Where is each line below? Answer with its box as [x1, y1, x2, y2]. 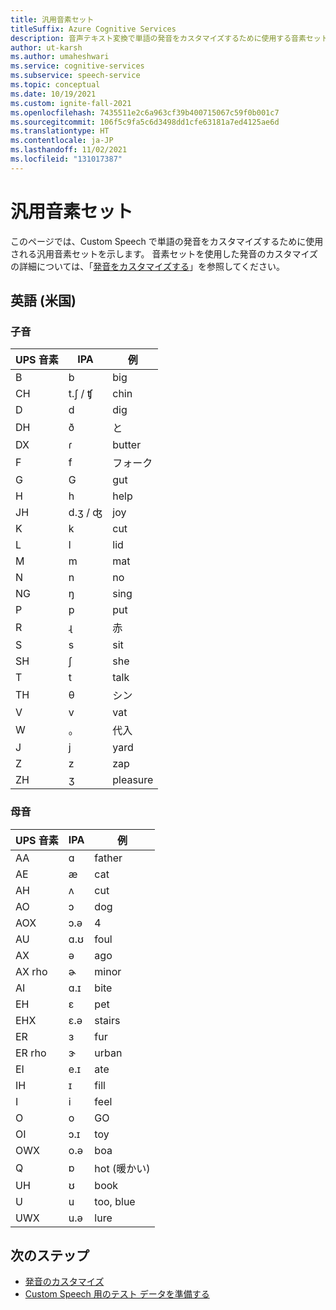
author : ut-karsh [10, 42, 83, 53]
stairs [94, 1013, 121, 1027]
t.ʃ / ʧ [68, 387, 93, 401]
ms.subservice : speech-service [10, 71, 141, 81]
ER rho [15, 1046, 47, 1060]
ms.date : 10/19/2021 [10, 89, 97, 99]
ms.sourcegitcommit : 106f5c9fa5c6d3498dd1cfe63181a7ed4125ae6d [10, 117, 280, 127]
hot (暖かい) [94, 1161, 151, 1175]
